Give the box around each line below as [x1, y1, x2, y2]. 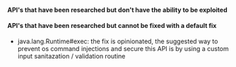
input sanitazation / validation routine [17, 52, 126, 60]
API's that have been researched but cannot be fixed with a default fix [7, 22, 217, 30]
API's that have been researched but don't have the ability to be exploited [7, 6, 228, 14]
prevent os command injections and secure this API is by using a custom [17, 44, 230, 52]
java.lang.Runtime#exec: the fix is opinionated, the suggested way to [17, 37, 218, 45]
